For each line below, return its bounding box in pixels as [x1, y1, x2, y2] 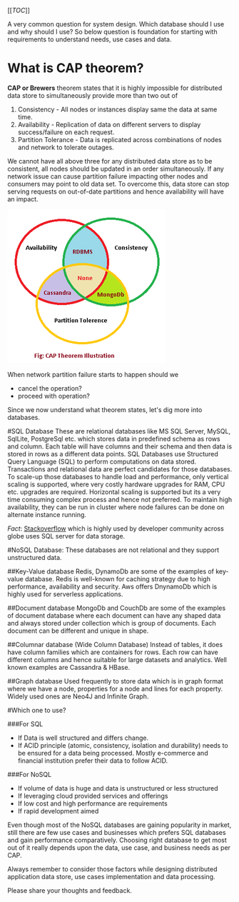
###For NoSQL [7, 770, 52, 778]
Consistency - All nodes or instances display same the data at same [17, 105, 218, 114]
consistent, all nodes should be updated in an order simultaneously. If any [7, 164, 225, 173]
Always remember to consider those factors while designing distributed [7, 864, 218, 873]
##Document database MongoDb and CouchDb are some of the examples [7, 603, 226, 612]
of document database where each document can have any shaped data [7, 611, 221, 620]
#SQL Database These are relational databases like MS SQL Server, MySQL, [7, 426, 230, 435]
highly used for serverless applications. [7, 589, 123, 598]
